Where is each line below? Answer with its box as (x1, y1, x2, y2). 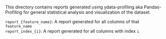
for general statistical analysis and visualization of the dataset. (23, 9, 151, 15)
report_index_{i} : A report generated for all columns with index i (5, 28, 140, 34)
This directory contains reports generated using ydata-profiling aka (5, 4, 143, 10)
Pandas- (144, 4, 162, 10)
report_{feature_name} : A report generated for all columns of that (5, 19, 140, 24)
